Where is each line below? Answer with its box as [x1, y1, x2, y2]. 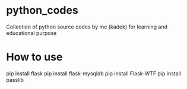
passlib [6, 76, 24, 83]
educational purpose [6, 29, 57, 36]
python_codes [6, 4, 78, 17]
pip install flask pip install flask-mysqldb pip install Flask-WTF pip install [6, 69, 181, 77]
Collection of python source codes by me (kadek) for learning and [6, 23, 168, 30]
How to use [6, 50, 63, 64]
